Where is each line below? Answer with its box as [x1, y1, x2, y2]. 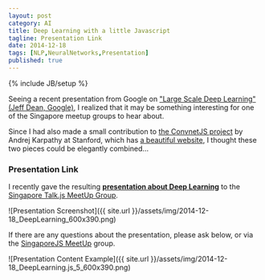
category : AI [8, 19, 52, 27]
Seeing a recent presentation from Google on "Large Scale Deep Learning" [8, 94, 256, 103]
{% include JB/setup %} [8, 78, 88, 88]
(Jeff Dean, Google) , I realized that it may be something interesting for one [8, 102, 255, 112]
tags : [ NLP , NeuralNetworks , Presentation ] [8, 49, 149, 57]
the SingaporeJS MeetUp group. [8, 238, 116, 249]
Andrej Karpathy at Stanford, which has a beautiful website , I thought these [8, 135, 257, 144]
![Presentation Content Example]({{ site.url [8, 254, 149, 264]
